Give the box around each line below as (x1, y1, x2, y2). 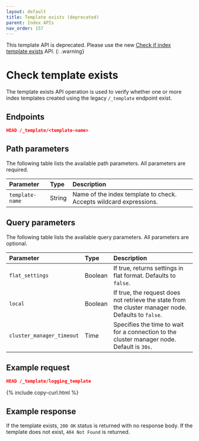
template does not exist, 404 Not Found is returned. (6, 429, 130, 435)
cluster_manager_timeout (9, 332, 79, 339)
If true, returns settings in (113, 264, 184, 272)
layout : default (6, 8, 46, 15)
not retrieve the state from (113, 296, 187, 304)
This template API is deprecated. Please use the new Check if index (6, 42, 171, 49)
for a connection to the (113, 328, 176, 336)
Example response (6, 406, 76, 416)
